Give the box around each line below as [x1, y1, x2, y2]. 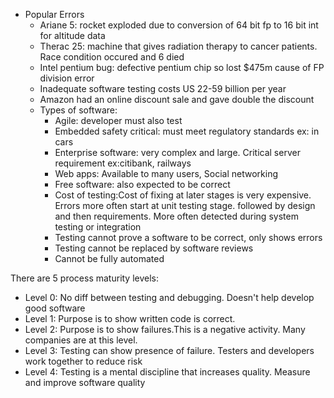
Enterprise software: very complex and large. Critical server [54, 147, 301, 158]
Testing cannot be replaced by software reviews [54, 242, 254, 254]
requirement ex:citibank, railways [54, 157, 192, 169]
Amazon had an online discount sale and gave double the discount [39, 94, 315, 105]
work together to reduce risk [24, 355, 143, 367]
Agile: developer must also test [54, 115, 183, 126]
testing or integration [54, 221, 142, 233]
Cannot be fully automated [54, 253, 165, 264]
